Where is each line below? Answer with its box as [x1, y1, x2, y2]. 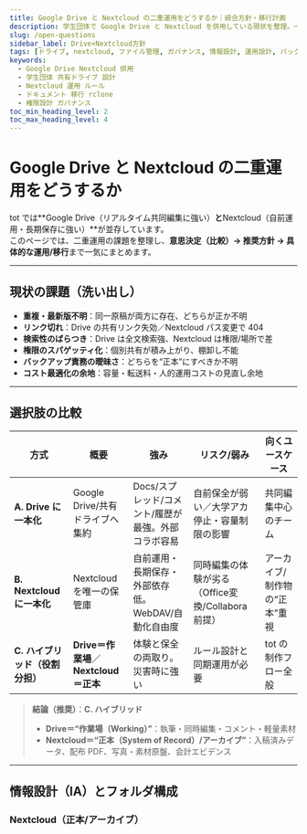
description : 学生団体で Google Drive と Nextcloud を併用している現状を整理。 [9, 22, 294, 31]
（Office [193, 586, 229, 598]
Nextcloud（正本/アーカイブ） [9, 814, 144, 826]
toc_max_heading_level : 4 [9, 115, 108, 124]
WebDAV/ [132, 607, 175, 619]
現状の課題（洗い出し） [9, 284, 142, 300]
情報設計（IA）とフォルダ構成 [9, 784, 178, 799]
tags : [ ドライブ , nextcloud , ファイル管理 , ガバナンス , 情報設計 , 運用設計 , [9, 48, 277, 57]
